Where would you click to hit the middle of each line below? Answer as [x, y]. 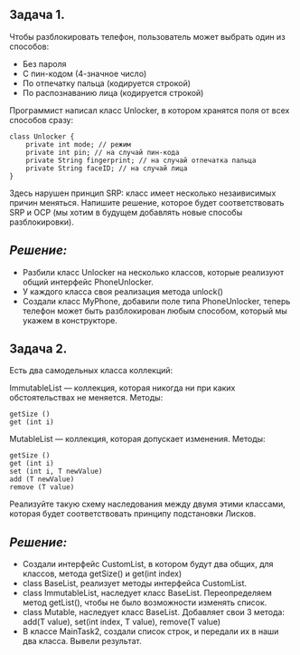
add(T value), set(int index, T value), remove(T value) [122, 622]
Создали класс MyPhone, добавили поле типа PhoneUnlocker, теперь [156, 301]
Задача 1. [37, 15]
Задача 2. [38, 349]
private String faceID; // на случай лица [107, 168]
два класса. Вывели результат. [82, 641]
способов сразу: [42, 120]
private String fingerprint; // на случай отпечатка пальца [141, 160]
